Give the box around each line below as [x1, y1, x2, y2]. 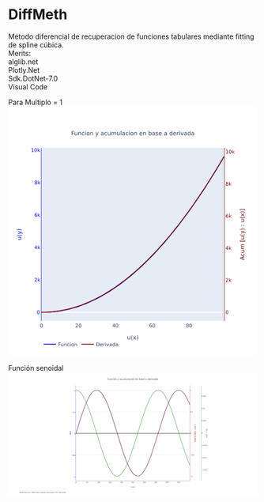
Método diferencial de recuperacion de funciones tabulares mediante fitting [8, 32, 255, 41]
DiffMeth [8, 6, 68, 24]
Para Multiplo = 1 [8, 97, 63, 107]
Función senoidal [8, 363, 64, 372]
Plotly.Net [8, 65, 40, 74]
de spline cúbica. [8, 40, 65, 49]
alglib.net [8, 57, 39, 66]
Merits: [8, 48, 32, 58]
